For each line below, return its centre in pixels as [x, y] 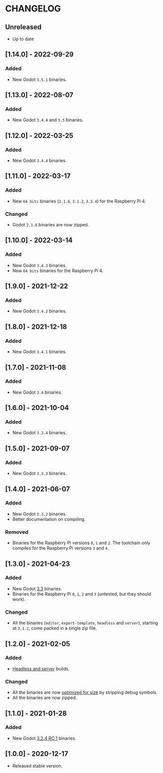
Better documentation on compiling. [49, 519]
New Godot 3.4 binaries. [37, 392]
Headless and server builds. [41, 669]
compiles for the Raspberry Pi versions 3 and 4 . [60, 548]
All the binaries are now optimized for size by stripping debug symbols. [85, 693]
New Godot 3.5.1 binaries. [39, 79]
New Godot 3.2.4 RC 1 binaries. [44, 738]
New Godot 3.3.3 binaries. [39, 473]
